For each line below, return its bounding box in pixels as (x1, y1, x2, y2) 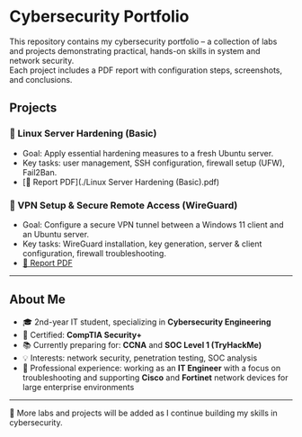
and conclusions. (9, 74, 73, 85)
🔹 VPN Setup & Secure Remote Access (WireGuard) (9, 199, 238, 211)
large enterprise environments (22, 381, 135, 392)
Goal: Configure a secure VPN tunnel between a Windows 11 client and (22, 218, 284, 230)
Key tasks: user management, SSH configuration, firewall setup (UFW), (22, 157, 285, 168)
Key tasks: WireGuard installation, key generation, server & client (22, 238, 262, 249)
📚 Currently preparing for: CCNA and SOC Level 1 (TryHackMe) (22, 339, 262, 350)
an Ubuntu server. (22, 228, 90, 239)
